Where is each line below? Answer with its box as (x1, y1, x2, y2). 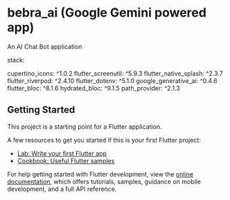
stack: (7, 55, 25, 64)
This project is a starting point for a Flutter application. (7, 122, 162, 131)
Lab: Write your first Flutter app (17, 149, 107, 157)
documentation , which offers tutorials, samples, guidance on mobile (7, 177, 201, 185)
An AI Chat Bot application (7, 42, 82, 51)
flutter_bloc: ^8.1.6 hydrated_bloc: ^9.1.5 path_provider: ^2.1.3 (7, 84, 180, 92)
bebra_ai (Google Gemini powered (7, 5, 206, 21)
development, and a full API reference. (7, 185, 117, 193)
